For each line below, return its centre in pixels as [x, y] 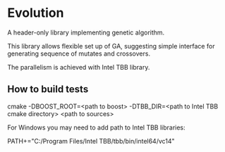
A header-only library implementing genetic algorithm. [86, 32]
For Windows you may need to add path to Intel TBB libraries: [96, 127]
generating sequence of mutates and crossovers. [79, 53]
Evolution [36, 13]
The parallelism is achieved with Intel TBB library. [79, 67]
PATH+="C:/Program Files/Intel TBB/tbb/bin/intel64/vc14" [91, 141]
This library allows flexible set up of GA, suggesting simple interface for [111, 46]
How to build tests [48, 89]
